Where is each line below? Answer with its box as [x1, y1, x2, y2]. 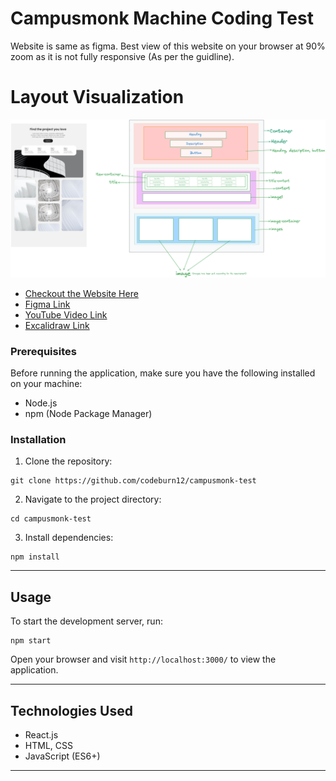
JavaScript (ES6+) [24, 750, 101, 762]
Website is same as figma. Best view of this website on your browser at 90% [10, 40, 326, 52]
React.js [24, 729, 59, 741]
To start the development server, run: [10, 615, 163, 627]
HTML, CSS [24, 740, 73, 752]
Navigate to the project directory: [24, 493, 162, 506]
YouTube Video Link [24, 308, 108, 321]
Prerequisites [10, 344, 77, 358]
